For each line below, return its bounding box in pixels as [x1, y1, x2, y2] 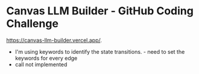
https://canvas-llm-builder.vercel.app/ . [6, 36, 103, 44]
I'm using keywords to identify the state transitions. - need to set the [14, 48, 185, 55]
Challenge [6, 17, 59, 30]
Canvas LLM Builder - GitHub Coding [6, 4, 194, 18]
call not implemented [14, 61, 68, 68]
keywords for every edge [14, 54, 78, 61]
